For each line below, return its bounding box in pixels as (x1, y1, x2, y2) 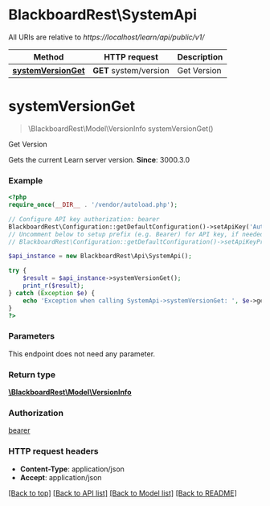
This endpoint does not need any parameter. (8, 348, 155, 359)
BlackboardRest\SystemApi (8, 6, 198, 24)
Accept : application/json (19, 472, 102, 482)
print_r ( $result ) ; (22, 282, 84, 290)
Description (177, 51, 223, 62)
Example (8, 175, 43, 186)
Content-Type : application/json (19, 464, 125, 474)
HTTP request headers (8, 446, 99, 457)
